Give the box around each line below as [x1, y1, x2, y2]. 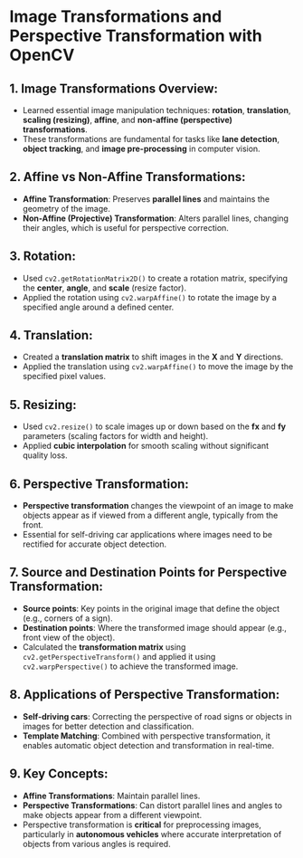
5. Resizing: [9, 396, 77, 413]
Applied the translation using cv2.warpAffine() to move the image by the [22, 361, 294, 372]
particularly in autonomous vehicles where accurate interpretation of [22, 828, 282, 839]
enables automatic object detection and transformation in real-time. [22, 739, 274, 750]
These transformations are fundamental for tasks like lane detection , [22, 134, 280, 144]
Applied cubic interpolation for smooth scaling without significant [22, 441, 270, 452]
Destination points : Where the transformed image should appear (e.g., [22, 622, 288, 633]
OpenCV [9, 45, 75, 65]
